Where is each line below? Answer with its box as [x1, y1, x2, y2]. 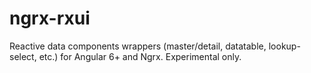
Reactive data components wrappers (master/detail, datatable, [9, 40, 267, 52]
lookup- [268, 40, 301, 52]
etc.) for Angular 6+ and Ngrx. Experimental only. [38, 50, 242, 62]
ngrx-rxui [9, 7, 91, 30]
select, [9, 50, 37, 62]
